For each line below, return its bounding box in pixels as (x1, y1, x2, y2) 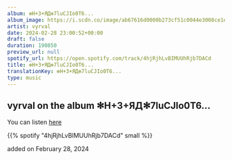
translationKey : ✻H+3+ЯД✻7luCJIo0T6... (7, 68, 122, 74)
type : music (7, 74, 41, 81)
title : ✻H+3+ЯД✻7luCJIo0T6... (7, 61, 95, 68)
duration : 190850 (7, 42, 57, 49)
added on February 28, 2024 (7, 145, 90, 153)
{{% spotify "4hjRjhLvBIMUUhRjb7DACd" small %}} (7, 132, 153, 140)
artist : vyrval (7, 23, 51, 30)
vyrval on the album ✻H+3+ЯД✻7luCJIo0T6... (7, 99, 211, 111)
